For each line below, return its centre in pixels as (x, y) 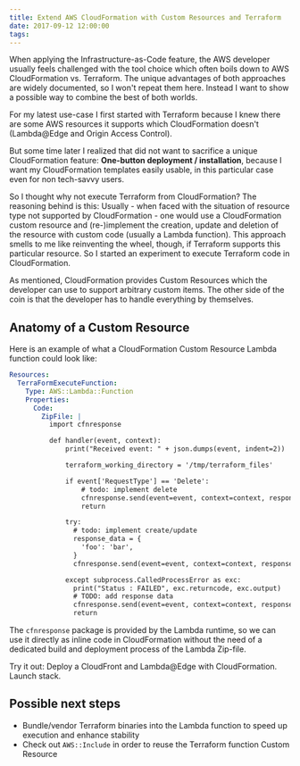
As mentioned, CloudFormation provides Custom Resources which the (138, 280)
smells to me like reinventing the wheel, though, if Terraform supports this (145, 244)
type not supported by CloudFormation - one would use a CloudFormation (146, 216)
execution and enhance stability (81, 735)
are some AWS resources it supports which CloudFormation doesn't (134, 124)
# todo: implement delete (129, 489)
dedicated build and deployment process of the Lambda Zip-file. (128, 649)
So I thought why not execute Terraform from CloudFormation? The (133, 196)
